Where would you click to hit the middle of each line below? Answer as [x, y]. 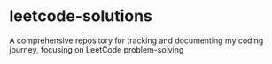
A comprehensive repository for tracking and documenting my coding [136, 40]
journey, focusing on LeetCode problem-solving [97, 49]
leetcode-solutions [81, 16]
